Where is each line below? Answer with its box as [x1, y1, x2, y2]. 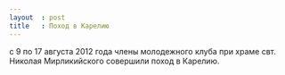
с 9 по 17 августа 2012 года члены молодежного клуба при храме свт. [9, 46, 276, 56]
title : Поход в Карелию [9, 21, 110, 30]
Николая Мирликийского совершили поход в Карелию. [9, 55, 220, 66]
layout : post [9, 12, 66, 22]
